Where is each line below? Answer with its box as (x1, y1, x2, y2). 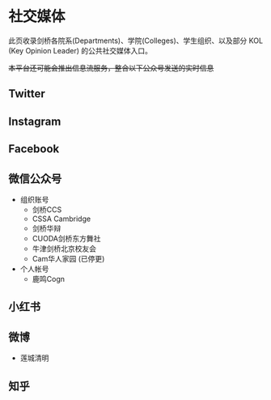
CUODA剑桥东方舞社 (32, 233, 101, 243)
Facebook (8, 143, 60, 156)
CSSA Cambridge (32, 214, 91, 223)
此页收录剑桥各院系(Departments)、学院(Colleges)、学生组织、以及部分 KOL (8, 36, 264, 45)
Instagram (8, 114, 61, 128)
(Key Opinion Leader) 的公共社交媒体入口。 (8, 45, 152, 55)
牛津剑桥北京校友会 (32, 244, 97, 253)
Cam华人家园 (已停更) (32, 253, 105, 263)
